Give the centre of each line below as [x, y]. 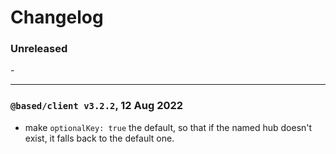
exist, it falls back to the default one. [99, 138]
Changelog [57, 17]
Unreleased [39, 49]
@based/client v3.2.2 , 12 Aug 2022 [97, 106]
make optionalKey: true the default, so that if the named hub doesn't [168, 127]
